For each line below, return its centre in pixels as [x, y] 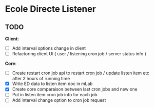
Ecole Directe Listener [50, 9]
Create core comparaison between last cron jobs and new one [75, 89]
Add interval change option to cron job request [59, 100]
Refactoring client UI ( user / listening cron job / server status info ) [79, 54]
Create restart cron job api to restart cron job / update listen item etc [81, 73]
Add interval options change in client [49, 48]
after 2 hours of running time [41, 79]
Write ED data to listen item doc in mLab [52, 84]
